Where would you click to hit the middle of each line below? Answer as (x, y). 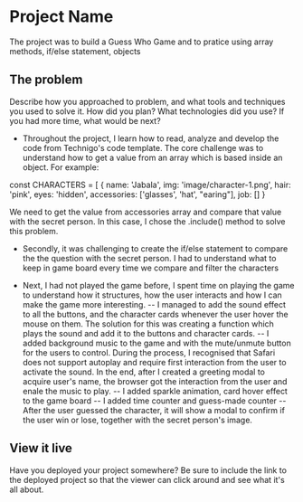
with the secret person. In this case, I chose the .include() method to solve (147, 221)
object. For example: (61, 167)
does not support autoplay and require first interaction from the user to (154, 362)
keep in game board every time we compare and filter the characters (150, 268)
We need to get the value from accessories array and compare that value (146, 212)
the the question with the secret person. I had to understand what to (149, 258)
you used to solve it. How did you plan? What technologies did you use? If (147, 111)
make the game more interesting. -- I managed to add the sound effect (154, 304)
